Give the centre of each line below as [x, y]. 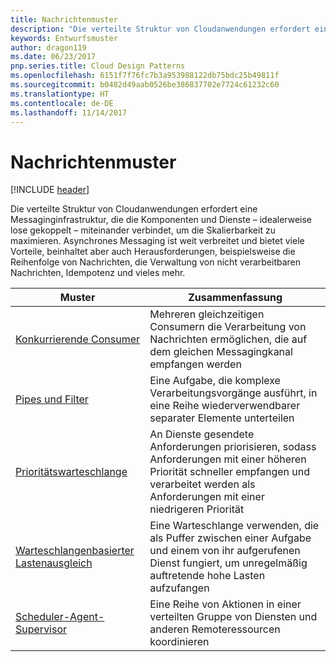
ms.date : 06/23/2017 [53, 57]
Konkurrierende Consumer [78, 339]
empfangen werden [195, 364]
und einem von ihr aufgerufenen [225, 551]
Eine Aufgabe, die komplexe [215, 381]
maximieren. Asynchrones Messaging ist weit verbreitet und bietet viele [157, 241]
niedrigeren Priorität [197, 509]
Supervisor [41, 629]
